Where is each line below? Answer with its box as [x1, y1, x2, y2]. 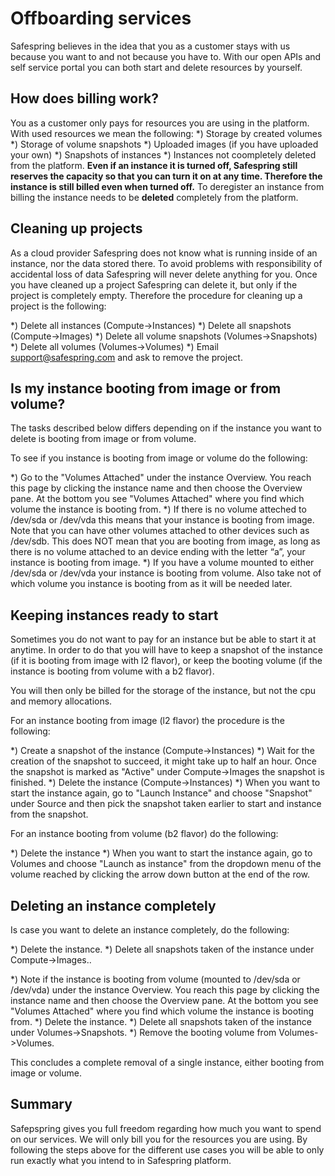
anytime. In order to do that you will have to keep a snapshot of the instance [10, 644, 323, 656]
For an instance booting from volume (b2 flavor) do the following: [10, 828, 279, 840]
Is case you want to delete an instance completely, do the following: [10, 924, 290, 936]
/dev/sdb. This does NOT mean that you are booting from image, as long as [10, 535, 321, 547]
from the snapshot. [10, 808, 89, 821]
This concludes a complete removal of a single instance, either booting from [10, 1057, 325, 1068]
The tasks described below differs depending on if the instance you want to [10, 422, 322, 434]
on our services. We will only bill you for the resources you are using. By [10, 1133, 308, 1145]
